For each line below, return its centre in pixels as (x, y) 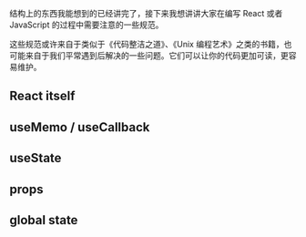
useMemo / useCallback (80, 127)
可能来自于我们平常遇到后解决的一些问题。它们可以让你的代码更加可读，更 (149, 56)
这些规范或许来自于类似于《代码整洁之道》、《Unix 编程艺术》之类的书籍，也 (151, 44)
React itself (42, 96)
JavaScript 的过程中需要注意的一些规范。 (87, 25)
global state (44, 220)
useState (36, 158)
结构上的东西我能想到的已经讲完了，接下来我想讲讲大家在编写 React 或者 (146, 13)
